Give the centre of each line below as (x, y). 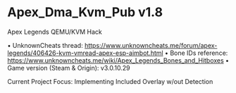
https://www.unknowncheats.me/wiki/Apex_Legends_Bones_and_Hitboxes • (118, 60)
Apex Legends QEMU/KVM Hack (55, 32)
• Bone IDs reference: (196, 53)
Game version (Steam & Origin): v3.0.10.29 (69, 68)
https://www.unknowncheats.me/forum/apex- (151, 45)
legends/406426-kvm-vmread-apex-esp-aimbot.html (85, 53)
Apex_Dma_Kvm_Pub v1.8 (85, 12)
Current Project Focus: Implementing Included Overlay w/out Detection (110, 81)
